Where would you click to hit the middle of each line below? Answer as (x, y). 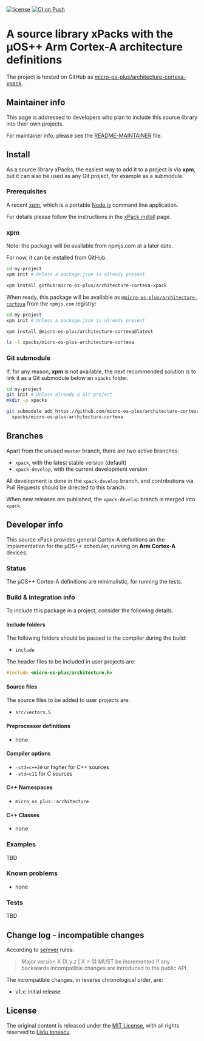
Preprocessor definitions (39, 726)
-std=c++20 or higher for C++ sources (62, 767)
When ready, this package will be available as (63, 297)
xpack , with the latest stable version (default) (71, 462)
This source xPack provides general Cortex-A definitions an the (86, 539)
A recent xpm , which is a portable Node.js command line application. (92, 205)
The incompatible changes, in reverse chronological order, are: (85, 979)
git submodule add (29, 412)
